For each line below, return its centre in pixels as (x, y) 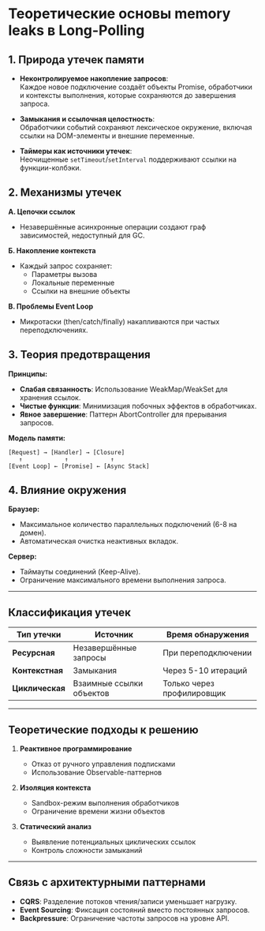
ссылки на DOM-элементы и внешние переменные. (107, 136)
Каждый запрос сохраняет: (66, 266)
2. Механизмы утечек (65, 193)
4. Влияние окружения (67, 490)
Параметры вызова (64, 274)
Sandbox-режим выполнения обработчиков (105, 803)
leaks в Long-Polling (77, 30)
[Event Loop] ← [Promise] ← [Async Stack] (79, 466)
